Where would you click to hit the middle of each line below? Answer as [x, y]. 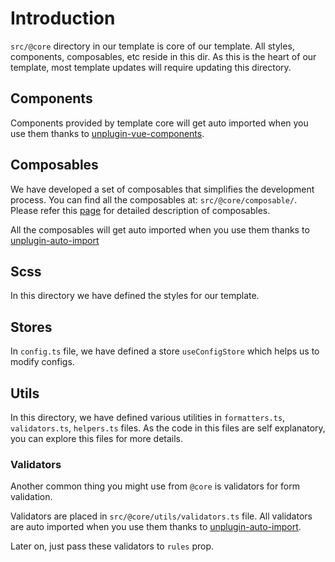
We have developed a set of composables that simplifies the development [162, 189]
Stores [31, 327]
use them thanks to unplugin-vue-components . [107, 133]
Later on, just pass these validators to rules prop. [112, 546]
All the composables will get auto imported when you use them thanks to [160, 229]
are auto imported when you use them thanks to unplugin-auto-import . [156, 527]
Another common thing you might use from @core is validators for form [155, 486]
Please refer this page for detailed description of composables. [140, 210]
